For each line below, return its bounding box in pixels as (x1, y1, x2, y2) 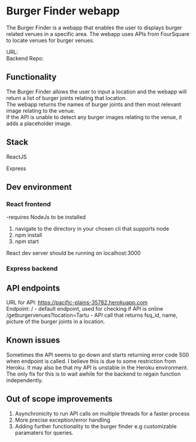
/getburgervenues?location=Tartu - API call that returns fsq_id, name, (6, 311, 178, 319)
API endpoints (6, 283, 61, 293)
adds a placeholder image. (6, 120, 72, 127)
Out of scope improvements (6, 394, 113, 404)
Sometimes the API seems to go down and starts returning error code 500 (6, 351, 189, 358)
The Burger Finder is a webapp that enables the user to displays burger (6, 24, 183, 31)
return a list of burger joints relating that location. (6, 94, 127, 101)
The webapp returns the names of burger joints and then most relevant (6, 101, 182, 108)
